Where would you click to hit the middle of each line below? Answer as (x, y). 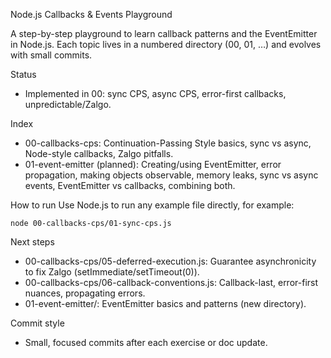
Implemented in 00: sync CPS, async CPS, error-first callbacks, (155, 93)
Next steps (32, 242)
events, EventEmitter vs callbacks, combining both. (130, 185)
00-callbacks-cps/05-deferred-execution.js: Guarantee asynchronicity (170, 261)
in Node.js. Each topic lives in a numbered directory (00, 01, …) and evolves (166, 44)
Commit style (37, 323)
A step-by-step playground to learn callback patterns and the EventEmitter (164, 33)
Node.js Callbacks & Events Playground (91, 14)
